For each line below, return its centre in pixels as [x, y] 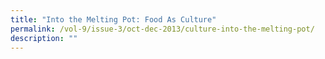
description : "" [44, 38]
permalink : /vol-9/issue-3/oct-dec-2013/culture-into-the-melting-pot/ [162, 29]
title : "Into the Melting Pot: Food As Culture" [113, 19]
